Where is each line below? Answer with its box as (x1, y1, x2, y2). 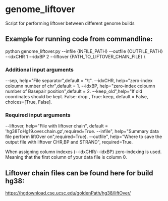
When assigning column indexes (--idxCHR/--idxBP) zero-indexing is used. (5, 149, 162, 155)
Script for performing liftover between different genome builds (5, 20, 135, 26)
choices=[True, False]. (5, 99, 52, 105)
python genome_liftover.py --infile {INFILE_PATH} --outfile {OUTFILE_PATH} (5, 48, 163, 54)
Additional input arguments (5, 66, 74, 73)
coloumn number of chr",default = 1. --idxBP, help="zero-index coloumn (5, 83, 155, 89)
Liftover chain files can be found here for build (5, 169, 153, 177)
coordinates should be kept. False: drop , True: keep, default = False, (5, 94, 148, 100)
